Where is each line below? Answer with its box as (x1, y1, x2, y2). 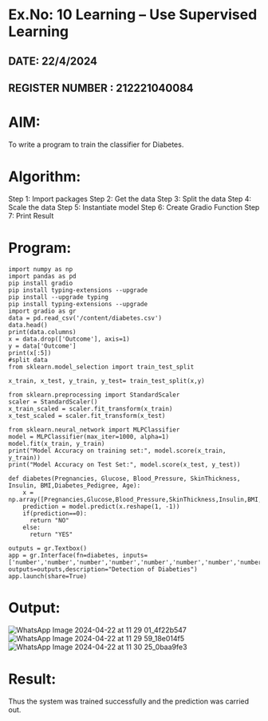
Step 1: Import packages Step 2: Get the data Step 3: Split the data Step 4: (8, 194, 252, 203)
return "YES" (29, 530, 73, 538)
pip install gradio (8, 279, 73, 287)
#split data (8, 356, 48, 364)
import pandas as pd (8, 272, 77, 280)
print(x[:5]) (8, 349, 52, 357)
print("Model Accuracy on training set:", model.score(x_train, (8, 447, 227, 455)
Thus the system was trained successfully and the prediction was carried (8, 696, 250, 706)
